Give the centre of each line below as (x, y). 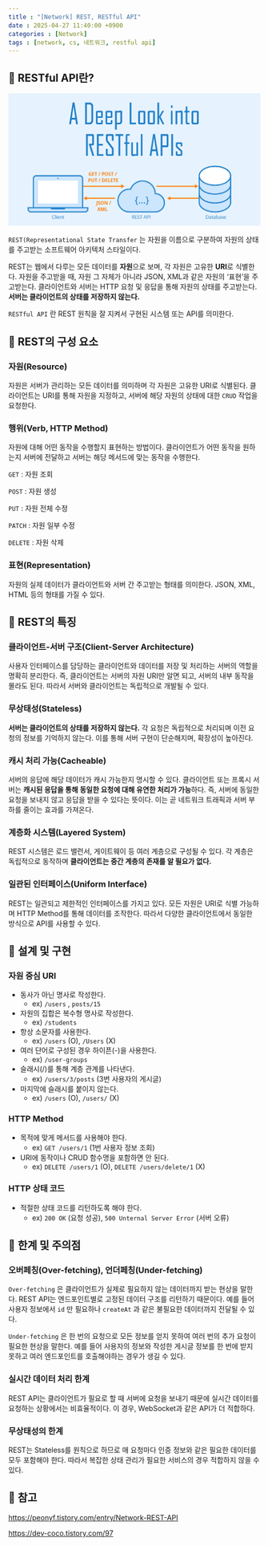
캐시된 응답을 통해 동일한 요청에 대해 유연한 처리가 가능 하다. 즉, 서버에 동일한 (141, 789)
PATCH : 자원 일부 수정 (42, 525)
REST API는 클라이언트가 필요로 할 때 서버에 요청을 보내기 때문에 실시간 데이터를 (134, 1398)
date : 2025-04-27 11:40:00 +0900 (66, 25)
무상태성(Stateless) (45, 708)
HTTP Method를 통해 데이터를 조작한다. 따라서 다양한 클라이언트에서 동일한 (135, 913)
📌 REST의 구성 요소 (53, 341)
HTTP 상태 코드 (37, 1189)
